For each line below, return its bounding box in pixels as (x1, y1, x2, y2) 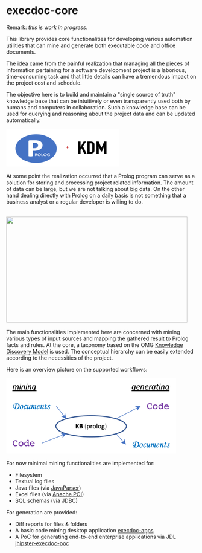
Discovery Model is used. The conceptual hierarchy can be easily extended (6, 348, 194, 355)
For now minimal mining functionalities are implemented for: (6, 459, 155, 467)
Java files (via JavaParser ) (14, 484, 81, 491)
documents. (6, 48, 36, 55)
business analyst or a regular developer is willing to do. (6, 198, 144, 205)
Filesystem (14, 471, 42, 478)
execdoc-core (6, 4, 78, 18)
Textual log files (14, 477, 55, 485)
